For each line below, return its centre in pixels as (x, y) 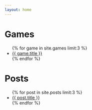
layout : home (18, 10)
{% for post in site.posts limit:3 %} (47, 92)
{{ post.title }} (26, 98)
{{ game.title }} (27, 53)
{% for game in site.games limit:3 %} (49, 48)
